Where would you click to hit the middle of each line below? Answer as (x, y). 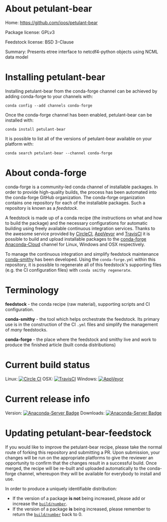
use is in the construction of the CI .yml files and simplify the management (82, 324)
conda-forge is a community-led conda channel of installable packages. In (82, 187)
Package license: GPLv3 (30, 32)
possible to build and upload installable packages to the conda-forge (76, 239)
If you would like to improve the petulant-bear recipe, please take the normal (84, 447)
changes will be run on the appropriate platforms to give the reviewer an (79, 457)
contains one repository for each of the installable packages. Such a (75, 203)
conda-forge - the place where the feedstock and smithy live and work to (81, 339)
